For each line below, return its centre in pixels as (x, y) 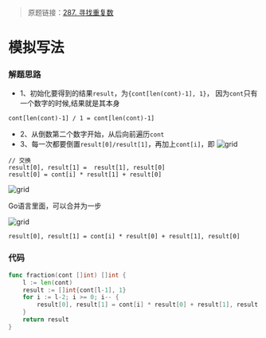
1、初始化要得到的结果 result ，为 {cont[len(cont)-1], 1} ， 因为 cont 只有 (139, 93)
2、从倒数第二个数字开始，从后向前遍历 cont (92, 134)
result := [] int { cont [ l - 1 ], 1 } (74, 290)
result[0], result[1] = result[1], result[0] (87, 168)
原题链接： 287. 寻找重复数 (70, 12)
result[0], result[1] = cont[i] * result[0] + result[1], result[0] (124, 237)
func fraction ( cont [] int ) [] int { (67, 275)
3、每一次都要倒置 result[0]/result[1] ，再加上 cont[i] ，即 (117, 144)
